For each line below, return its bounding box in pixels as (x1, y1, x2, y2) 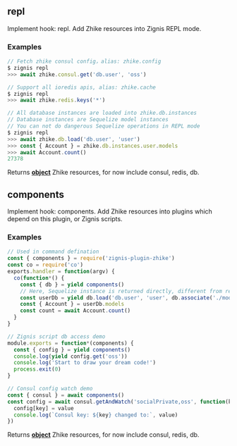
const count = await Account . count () (20, 307, 131, 314)
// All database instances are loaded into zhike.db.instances (7, 109, 197, 117)
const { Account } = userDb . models (20, 301, 125, 308)
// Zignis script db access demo (7, 333, 106, 340)
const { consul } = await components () (7, 391, 125, 399)
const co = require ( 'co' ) (7, 261, 83, 268)
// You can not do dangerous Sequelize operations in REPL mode (7, 123, 200, 130)
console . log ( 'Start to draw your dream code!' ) (13, 359, 157, 366)
